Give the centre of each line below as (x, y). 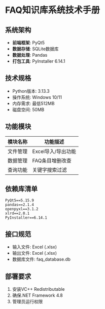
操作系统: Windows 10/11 (37, 97)
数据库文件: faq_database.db (41, 259)
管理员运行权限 (27, 302)
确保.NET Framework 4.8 (37, 295)
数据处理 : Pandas (30, 55)
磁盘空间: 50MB (28, 110)
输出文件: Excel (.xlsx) (35, 253)
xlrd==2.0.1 (17, 213)
